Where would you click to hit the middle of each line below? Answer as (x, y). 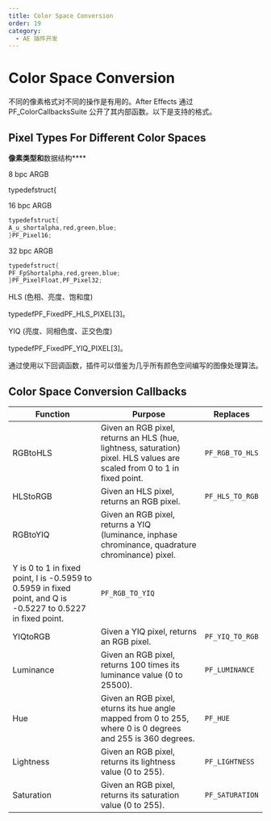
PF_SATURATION (231, 795)
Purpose (149, 414)
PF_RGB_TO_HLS (231, 453)
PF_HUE (217, 718)
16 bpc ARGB (30, 205)
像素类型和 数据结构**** (48, 158)
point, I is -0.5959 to (52, 578)
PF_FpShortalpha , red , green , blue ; (65, 273)
